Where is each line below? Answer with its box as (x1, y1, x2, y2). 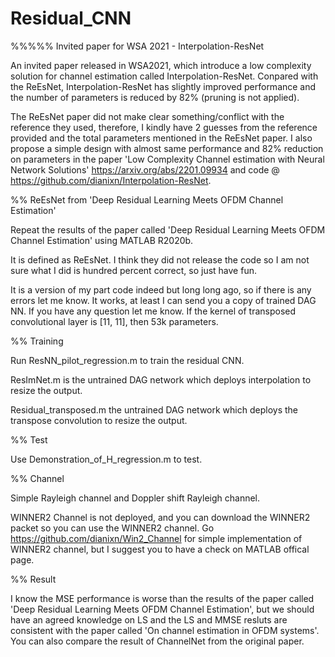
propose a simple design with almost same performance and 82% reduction (10, 142, 324, 154)
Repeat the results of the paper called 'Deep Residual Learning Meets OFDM (10, 223, 326, 236)
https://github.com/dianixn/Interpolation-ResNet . (10, 174, 212, 186)
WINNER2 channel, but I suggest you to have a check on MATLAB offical (10, 543, 310, 555)
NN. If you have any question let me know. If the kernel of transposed (10, 305, 297, 317)
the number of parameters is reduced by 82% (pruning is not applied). (10, 91, 300, 103)
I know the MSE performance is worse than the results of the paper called (10, 592, 315, 604)
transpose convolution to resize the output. (10, 414, 188, 426)
